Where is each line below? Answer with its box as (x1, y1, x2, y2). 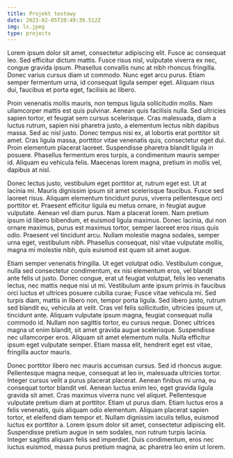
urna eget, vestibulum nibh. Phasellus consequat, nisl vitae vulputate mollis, (7, 238, 225, 247)
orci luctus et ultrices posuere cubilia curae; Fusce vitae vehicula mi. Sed (7, 289, 217, 297)
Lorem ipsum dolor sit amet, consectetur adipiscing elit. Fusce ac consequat (7, 49, 226, 57)
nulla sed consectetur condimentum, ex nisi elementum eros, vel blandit (7, 267, 214, 275)
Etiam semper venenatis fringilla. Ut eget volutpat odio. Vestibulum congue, (7, 259, 223, 268)
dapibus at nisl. (7, 166, 51, 174)
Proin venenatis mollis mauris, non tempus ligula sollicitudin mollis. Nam (7, 99, 214, 108)
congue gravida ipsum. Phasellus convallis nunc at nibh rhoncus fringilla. (7, 63, 216, 72)
